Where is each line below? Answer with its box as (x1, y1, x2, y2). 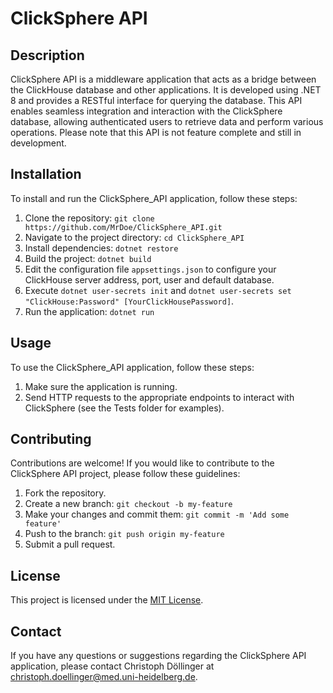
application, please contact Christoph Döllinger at (10, 660, 215, 672)
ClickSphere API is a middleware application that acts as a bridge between (10, 73, 317, 85)
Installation (10, 166, 82, 183)
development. (10, 137, 67, 149)
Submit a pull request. (24, 538, 116, 551)
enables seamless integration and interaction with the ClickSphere (10, 105, 283, 117)
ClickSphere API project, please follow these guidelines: (10, 468, 241, 480)
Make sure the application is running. (24, 380, 178, 392)
